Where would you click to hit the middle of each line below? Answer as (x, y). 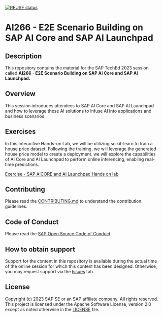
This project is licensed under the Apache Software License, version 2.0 (78, 304)
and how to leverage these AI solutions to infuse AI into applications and (78, 111)
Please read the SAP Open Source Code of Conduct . (58, 234)
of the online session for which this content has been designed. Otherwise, (81, 266)
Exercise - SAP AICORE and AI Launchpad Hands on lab (62, 174)
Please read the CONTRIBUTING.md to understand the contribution (73, 201)
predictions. (27, 164)
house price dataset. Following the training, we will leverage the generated (81, 149)
